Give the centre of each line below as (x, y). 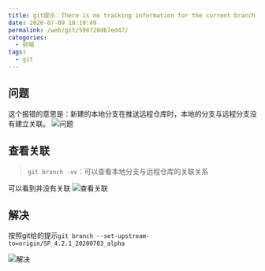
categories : (28, 37)
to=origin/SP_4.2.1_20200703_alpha (67, 244)
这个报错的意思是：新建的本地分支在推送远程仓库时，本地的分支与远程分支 (129, 113)
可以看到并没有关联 (39, 188)
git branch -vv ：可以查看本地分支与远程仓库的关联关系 (118, 171)
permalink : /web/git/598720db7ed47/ (68, 30)
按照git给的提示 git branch (51, 236)
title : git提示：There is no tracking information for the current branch (132, 15)
